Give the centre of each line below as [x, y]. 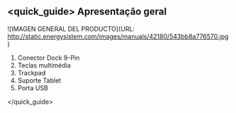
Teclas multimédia [44, 65]
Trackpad [32, 72]
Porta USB [33, 87]
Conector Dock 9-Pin [49, 58]
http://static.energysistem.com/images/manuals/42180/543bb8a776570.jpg [118, 36]
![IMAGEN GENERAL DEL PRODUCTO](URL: [71, 28]
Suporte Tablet [39, 80]
